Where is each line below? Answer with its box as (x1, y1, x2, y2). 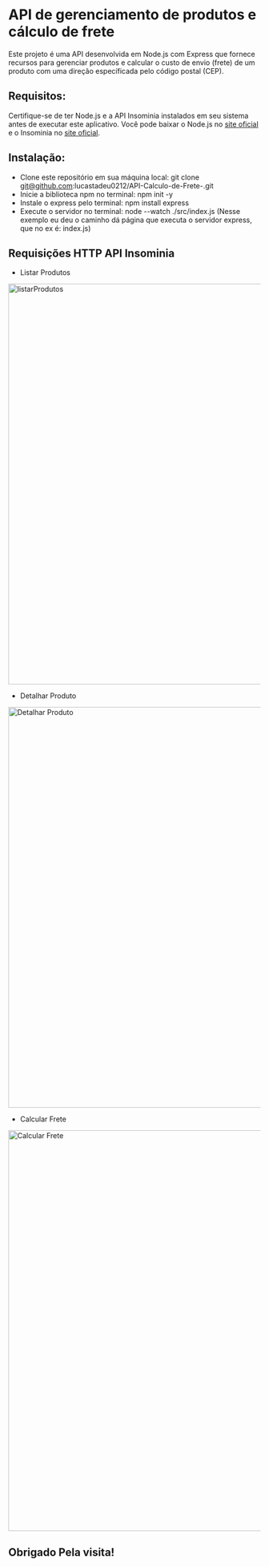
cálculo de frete (8, 22, 115, 41)
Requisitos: (8, 90, 66, 103)
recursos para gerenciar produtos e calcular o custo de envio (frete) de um (8, 58, 255, 67)
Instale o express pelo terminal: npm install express (19, 198, 190, 208)
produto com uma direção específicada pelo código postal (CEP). (8, 66, 224, 75)
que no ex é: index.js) (19, 223, 91, 233)
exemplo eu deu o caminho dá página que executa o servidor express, (19, 215, 252, 224)
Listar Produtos (19, 268, 70, 277)
